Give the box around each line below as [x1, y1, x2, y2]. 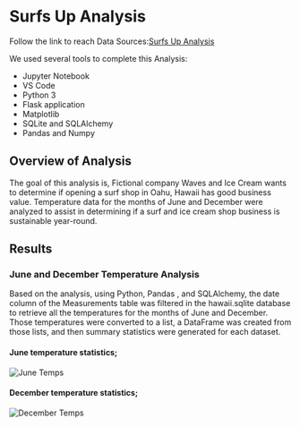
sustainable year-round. [9, 215, 98, 226]
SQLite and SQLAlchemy [21, 118, 114, 129]
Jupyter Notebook [21, 70, 90, 81]
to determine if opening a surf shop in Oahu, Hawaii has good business [9, 186, 271, 198]
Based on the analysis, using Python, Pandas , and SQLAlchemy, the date [9, 288, 280, 299]
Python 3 [21, 90, 56, 100]
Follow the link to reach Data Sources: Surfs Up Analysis [9, 36, 215, 47]
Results [9, 242, 53, 257]
